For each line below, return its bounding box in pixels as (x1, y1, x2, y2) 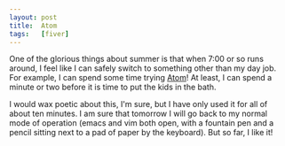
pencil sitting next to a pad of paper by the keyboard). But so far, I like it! (9, 127, 273, 138)
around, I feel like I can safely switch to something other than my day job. (9, 63, 277, 73)
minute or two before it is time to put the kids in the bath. (9, 81, 217, 93)
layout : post (9, 12, 58, 22)
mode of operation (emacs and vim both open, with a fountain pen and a (9, 118, 274, 128)
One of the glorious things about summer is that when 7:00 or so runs (9, 54, 265, 65)
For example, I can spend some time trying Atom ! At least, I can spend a (9, 73, 273, 83)
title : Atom (9, 21, 58, 30)
